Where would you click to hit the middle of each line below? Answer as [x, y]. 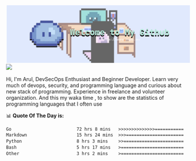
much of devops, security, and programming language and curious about [94, 85]
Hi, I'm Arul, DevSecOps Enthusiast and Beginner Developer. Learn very [92, 79]
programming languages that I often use [54, 104]
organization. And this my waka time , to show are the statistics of [85, 97]
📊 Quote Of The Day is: [35, 116]
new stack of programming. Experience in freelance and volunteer [85, 91]
